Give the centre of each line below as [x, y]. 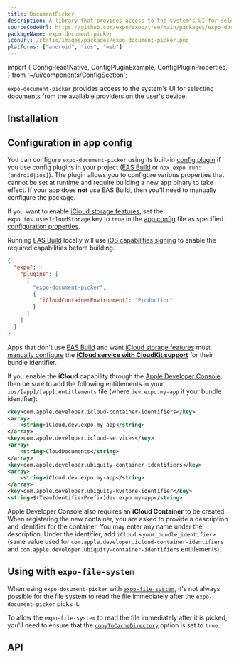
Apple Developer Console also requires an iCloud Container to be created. [117, 511]
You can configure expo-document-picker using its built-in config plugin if [114, 160]
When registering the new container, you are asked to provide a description [118, 519]
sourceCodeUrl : [30, 27]
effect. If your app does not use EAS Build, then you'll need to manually [112, 190]
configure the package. [42, 198]
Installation [33, 118]
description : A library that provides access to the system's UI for [113, 21]
